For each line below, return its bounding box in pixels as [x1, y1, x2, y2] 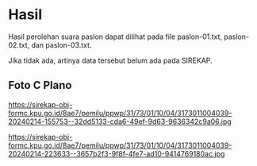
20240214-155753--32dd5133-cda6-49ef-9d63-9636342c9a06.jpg [8, 117, 232, 126]
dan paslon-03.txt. [31, 40, 92, 49]
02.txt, [8, 40, 30, 49]
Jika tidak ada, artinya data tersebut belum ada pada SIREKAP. [8, 56, 213, 65]
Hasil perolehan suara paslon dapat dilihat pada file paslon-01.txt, [8, 32, 223, 41]
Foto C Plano [8, 79, 72, 92]
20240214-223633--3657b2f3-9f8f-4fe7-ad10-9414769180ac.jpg [8, 149, 225, 158]
